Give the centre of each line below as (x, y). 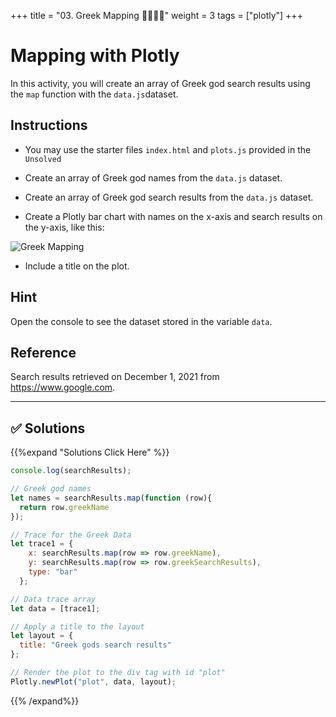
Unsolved (43, 159)
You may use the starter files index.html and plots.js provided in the (168, 149)
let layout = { (42, 636)
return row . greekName (64, 507)
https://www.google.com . (63, 387)
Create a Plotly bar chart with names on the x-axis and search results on (173, 216)
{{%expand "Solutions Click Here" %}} (90, 452)
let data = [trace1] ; (55, 608)
